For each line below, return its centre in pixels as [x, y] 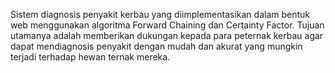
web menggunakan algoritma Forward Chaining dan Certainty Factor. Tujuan [167, 25]
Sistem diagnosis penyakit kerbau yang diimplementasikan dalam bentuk [160, 14]
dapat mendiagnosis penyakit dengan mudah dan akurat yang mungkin [156, 46]
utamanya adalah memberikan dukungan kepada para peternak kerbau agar [167, 35]
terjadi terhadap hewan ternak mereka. [90, 57]
